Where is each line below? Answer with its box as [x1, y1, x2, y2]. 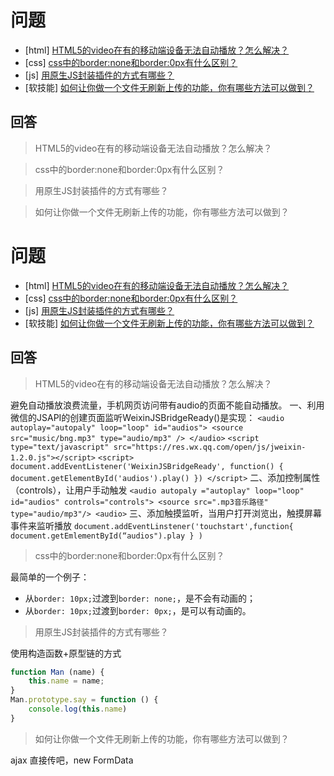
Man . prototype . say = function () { [10, 695, 159, 705]
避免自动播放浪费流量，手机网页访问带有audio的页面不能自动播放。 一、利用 [10, 399, 325, 411]
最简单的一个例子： [10, 571, 90, 583]
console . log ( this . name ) [28, 704, 128, 714]
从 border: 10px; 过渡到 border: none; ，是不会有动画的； [24, 592, 256, 604]
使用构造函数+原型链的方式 [10, 647, 122, 659]
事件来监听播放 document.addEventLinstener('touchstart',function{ [10, 519, 294, 531]
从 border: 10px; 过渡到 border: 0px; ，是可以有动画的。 [24, 604, 252, 616]
